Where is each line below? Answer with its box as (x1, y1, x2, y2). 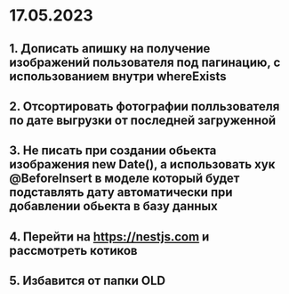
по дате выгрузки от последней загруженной (9, 112, 277, 127)
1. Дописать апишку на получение (9, 41, 211, 56)
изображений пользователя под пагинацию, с (9, 54, 281, 69)
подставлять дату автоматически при (9, 184, 233, 200)
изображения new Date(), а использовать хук (9, 157, 276, 172)
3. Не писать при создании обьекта (9, 143, 217, 159)
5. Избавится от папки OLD (9, 274, 166, 289)
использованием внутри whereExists (9, 69, 227, 84)
